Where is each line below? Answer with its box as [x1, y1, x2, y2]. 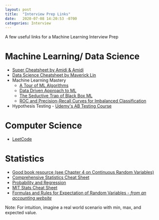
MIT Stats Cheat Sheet [12, 185, 57, 191]
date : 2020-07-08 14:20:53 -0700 [5, 16, 77, 21]
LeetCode [12, 136, 32, 142]
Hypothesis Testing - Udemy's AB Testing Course [12, 103, 112, 109]
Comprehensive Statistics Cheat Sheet [12, 174, 90, 180]
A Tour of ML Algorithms [19, 83, 69, 88]
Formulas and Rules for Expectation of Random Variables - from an [12, 190, 147, 196]
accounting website [12, 195, 52, 201]
